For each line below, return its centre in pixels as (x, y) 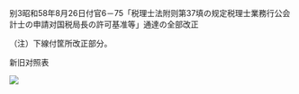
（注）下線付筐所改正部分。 (61, 43)
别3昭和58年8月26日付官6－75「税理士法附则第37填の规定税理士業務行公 (146, 13)
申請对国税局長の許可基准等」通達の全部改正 (116, 24)
